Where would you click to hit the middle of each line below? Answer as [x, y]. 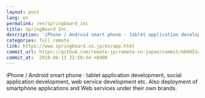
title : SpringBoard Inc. [38, 29]
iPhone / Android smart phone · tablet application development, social [94, 75]
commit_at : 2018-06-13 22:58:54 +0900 [57, 58]
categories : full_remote [38, 40]
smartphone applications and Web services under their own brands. [92, 88]
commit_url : [21, 52]
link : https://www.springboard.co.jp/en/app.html [71, 47]
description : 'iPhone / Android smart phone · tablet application [92, 35]
